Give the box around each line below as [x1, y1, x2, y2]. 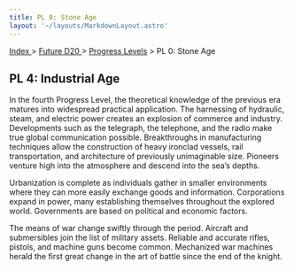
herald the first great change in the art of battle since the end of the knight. [9, 251, 283, 262]
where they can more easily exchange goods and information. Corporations [9, 187, 285, 197]
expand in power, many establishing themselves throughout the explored [9, 197, 275, 207]
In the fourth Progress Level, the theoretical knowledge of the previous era [9, 95, 282, 105]
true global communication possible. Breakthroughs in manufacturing [9, 132, 262, 143]
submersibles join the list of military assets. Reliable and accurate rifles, [9, 232, 270, 243]
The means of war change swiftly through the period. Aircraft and [9, 223, 249, 234]
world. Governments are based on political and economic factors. [9, 205, 248, 217]
